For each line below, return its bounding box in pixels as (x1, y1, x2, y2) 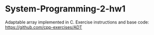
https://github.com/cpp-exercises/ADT (5, 24, 82, 30)
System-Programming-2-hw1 (5, 3, 126, 14)
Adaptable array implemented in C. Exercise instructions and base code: (5, 19, 149, 25)
